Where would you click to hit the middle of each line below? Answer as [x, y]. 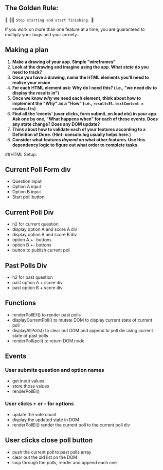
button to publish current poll [41, 250]
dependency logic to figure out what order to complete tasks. [75, 145]
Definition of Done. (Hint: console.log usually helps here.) [72, 134]
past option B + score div [37, 288]
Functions [21, 303]
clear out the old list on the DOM [45, 457]
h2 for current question [35, 224]
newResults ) [24, 108]
